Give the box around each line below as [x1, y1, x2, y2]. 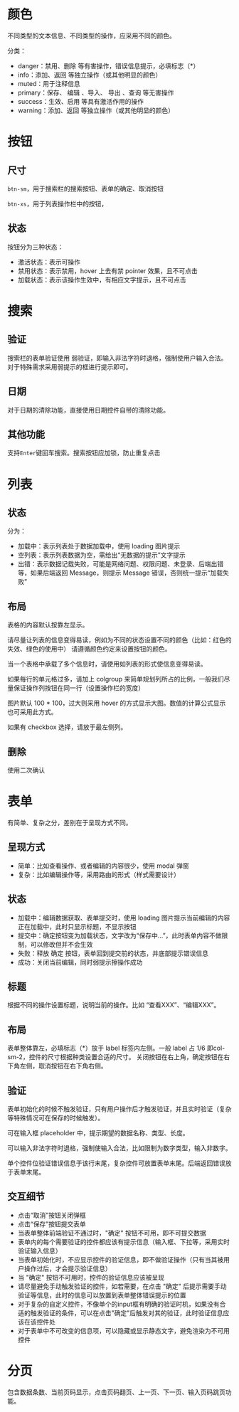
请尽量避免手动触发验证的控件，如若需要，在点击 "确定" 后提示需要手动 [17, 1282, 227, 1290]
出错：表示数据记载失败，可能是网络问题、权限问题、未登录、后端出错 [17, 560, 224, 568]
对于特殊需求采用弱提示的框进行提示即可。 [7, 362, 132, 371]
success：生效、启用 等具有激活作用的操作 [17, 97, 144, 105]
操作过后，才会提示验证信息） [23, 1264, 112, 1273]
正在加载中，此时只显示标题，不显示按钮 [17, 922, 137, 930]
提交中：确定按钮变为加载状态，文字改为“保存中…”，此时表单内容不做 [17, 931, 222, 940]
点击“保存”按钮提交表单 [17, 1219, 87, 1228]
